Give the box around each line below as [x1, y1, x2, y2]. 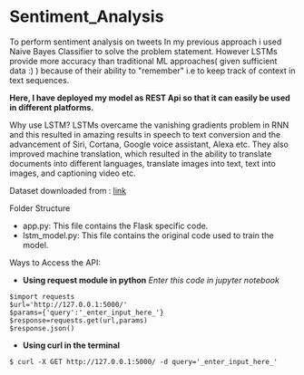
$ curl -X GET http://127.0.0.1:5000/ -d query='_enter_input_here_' [9, 357, 279, 366]
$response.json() [9, 323, 75, 332]
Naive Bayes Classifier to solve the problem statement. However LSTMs [9, 45, 279, 56]
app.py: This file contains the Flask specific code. [22, 220, 209, 231]
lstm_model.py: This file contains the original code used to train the [22, 229, 274, 241]
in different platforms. [9, 101, 94, 112]
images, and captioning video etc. [9, 168, 136, 178]
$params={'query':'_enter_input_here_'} [9, 308, 165, 317]
